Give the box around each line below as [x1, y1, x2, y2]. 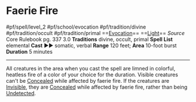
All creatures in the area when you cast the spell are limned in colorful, [6, 65, 176, 72]
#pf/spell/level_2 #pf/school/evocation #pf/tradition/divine [6, 23, 146, 30]
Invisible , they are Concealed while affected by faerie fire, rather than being [6, 83, 188, 90]
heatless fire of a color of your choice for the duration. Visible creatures [6, 71, 178, 78]
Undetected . [6, 89, 36, 97]
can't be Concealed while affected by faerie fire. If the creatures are [6, 77, 170, 84]
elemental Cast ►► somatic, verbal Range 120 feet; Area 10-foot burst [6, 42, 177, 49]
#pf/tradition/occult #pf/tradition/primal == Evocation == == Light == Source [6, 29, 185, 36]
